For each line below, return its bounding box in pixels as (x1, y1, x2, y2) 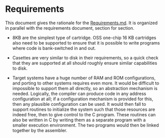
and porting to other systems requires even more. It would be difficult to (12, 80, 160, 86)
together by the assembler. (12, 127, 68, 133)
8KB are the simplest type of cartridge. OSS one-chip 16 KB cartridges (12, 35, 157, 41)
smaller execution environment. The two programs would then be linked (12, 122, 159, 128)
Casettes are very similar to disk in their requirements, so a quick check (12, 54, 159, 60)
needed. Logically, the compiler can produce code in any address (12, 91, 146, 96)
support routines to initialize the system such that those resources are (12, 106, 155, 112)
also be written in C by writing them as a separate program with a (12, 117, 146, 123)
